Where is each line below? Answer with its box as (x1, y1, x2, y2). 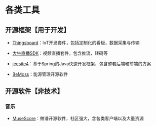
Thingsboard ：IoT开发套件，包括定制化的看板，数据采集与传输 (12, 40, 140, 45)
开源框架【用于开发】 (5, 26, 70, 34)
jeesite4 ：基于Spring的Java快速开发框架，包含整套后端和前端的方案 (12, 61, 152, 67)
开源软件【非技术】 (5, 87, 64, 95)
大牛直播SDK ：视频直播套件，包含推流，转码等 (12, 50, 108, 56)
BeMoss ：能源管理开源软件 (12, 71, 68, 77)
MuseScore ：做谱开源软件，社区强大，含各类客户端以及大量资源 (12, 115, 144, 121)
